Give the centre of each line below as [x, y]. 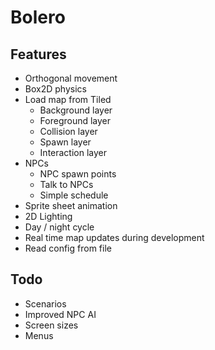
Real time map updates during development [114, 237]
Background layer [76, 110]
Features [38, 54]
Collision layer [68, 131]
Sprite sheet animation [71, 205]
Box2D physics [55, 89]
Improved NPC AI [60, 314]
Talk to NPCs [66, 184]
